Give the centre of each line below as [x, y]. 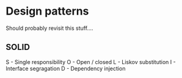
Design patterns [47, 11]
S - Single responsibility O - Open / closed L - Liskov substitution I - [91, 62]
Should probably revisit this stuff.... [49, 28]
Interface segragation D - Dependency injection [66, 68]
